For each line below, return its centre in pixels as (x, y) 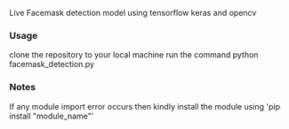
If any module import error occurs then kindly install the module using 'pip (145, 106)
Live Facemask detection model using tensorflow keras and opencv (133, 13)
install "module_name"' (52, 116)
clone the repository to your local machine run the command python (134, 55)
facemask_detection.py (52, 64)
